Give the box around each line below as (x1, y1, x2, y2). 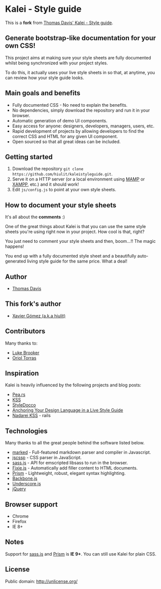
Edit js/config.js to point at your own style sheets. (12, 187, 116, 193)
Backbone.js (12, 475, 38, 481)
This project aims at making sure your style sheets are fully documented (5, 55, 151, 60)
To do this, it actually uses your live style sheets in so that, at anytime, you (5, 69, 156, 75)
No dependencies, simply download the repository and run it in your (12, 107, 150, 113)
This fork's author (5, 300, 61, 308)
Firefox (12, 519, 27, 525)
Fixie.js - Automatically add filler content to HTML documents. (12, 465, 138, 471)
